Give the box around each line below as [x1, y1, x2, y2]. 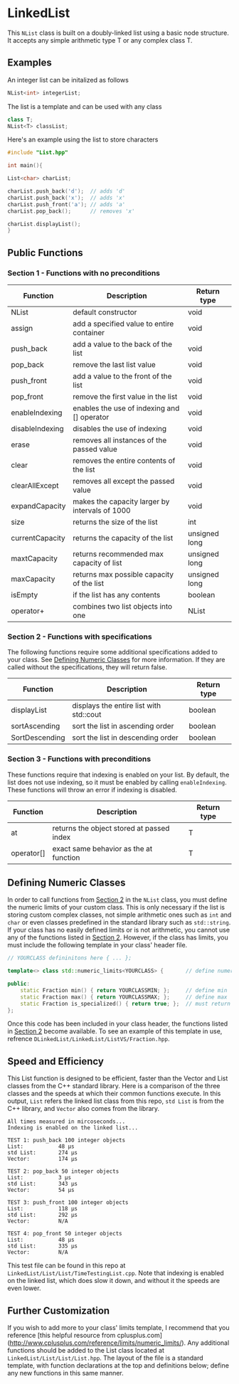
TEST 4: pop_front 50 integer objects [7, 1230, 122, 1237]
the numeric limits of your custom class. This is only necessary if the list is [7, 903, 225, 912]
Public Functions [7, 247, 83, 259]
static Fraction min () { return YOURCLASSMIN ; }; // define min [20, 986, 228, 994]
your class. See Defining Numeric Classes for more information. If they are [7, 656, 225, 664]
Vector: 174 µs [7, 1156, 78, 1163]
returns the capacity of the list [73, 533, 174, 543]
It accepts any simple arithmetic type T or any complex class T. [7, 36, 193, 44]
